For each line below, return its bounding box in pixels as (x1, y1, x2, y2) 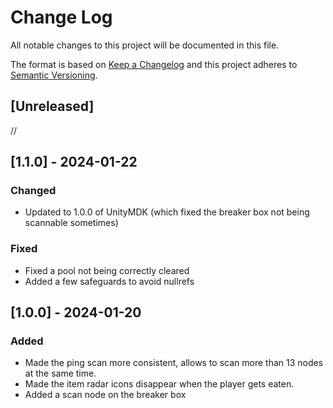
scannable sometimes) (24, 217, 119, 229)
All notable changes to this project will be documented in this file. (10, 39, 280, 51)
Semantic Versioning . (10, 69, 98, 81)
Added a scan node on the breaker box (24, 389, 187, 401)
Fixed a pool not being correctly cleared (24, 264, 190, 276)
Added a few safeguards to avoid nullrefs (24, 275, 195, 287)
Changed (10, 184, 57, 198)
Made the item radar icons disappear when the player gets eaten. (24, 378, 295, 390)
